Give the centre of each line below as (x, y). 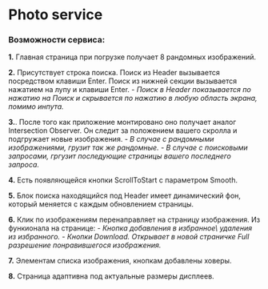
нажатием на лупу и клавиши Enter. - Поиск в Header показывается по (130, 90)
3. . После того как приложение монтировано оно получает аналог (122, 122)
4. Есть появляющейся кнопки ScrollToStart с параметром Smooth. (123, 180)
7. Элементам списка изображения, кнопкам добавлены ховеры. (120, 261)
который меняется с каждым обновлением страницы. (101, 204)
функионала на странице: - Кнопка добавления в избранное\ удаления (130, 228)
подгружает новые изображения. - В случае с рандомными (111, 139)
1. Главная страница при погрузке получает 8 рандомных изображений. (132, 57)
